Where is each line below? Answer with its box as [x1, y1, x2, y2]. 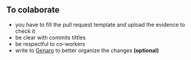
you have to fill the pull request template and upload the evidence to [15, 21, 186, 28]
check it [15, 27, 35, 35]
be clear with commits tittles [15, 33, 86, 41]
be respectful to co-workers [15, 40, 85, 47]
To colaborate [6, 5, 59, 15]
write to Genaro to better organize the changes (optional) [15, 47, 159, 54]
